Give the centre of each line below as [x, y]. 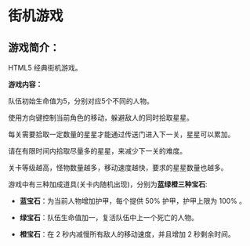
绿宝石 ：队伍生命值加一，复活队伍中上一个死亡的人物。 [109, 217]
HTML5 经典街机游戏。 [45, 68]
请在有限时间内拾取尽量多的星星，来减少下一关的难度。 [97, 151]
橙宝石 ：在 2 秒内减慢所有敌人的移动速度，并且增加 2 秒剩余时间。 [127, 234]
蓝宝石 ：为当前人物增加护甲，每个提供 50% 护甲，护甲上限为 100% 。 [133, 201]
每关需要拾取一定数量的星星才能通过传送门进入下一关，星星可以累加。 [121, 134]
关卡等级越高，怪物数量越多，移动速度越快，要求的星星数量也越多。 [118, 168]
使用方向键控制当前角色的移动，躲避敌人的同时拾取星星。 [101, 118]
